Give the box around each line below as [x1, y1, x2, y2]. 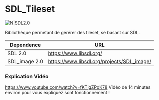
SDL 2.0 [7, 50, 27, 57]
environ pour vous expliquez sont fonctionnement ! [5, 90, 110, 96]
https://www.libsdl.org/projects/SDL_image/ [48, 58, 151, 65]
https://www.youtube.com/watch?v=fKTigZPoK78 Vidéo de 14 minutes [5, 84, 151, 90]
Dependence [9, 41, 41, 48]
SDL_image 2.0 [7, 58, 44, 65]
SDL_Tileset [5, 3, 55, 15]
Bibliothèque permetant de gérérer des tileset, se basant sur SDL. [5, 29, 140, 35]
